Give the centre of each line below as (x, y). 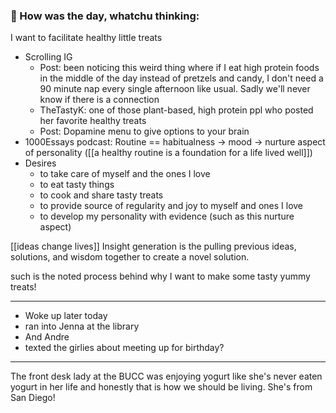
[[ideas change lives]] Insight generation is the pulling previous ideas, (153, 246)
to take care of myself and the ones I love (125, 174)
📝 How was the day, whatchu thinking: (105, 16)
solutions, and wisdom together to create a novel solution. (130, 257)
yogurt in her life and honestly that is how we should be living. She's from (161, 387)
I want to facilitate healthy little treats (86, 38)
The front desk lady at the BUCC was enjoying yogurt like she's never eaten (166, 376)
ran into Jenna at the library (82, 326)
